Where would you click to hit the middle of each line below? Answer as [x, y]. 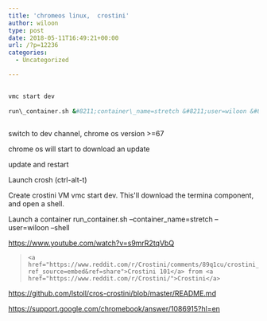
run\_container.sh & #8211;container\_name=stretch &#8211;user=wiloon [128, 111]
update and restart [39, 165]
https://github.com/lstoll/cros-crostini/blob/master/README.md [112, 294]
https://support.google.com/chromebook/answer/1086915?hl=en [114, 309]
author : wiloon [33, 23]
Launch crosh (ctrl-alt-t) [48, 180]
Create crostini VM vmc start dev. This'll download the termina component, [131, 195]
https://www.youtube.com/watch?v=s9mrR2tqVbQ [91, 243]
